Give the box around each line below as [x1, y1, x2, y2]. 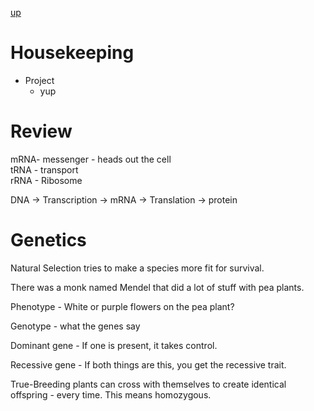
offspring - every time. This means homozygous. [10, 388, 212, 401]
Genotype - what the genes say [10, 320, 141, 332]
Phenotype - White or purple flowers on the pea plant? [10, 300, 235, 312]
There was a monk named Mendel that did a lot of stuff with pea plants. [10, 281, 305, 293]
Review [10, 120, 73, 143]
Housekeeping [10, 42, 135, 64]
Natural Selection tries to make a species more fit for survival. [10, 262, 265, 274]
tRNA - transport [10, 163, 79, 176]
